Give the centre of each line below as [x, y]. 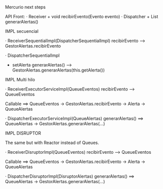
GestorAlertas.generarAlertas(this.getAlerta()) [58, 70]
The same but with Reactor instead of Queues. [52, 142]
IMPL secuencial [22, 31]
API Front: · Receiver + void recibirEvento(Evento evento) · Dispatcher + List [82, 16]
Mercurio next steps [25, 7]
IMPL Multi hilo [20, 80]
